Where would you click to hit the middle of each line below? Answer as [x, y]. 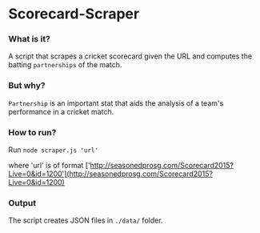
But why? [27, 86]
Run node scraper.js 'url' [53, 150]
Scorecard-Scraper [74, 14]
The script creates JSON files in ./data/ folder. [86, 220]
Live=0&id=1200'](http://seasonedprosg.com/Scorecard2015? [111, 174]
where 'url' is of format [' [49, 166]
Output [22, 203]
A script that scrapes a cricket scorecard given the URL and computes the [130, 56]
